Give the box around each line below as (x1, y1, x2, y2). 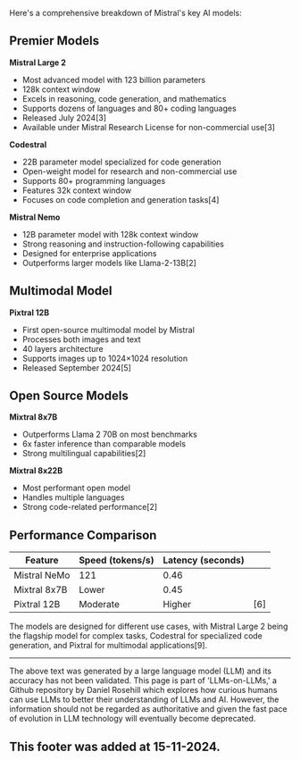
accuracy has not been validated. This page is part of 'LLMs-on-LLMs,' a (9, 675, 278, 686)
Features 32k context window (21, 185, 132, 196)
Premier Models (9, 33, 100, 48)
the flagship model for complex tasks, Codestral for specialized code (9, 631, 263, 641)
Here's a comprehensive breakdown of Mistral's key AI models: (9, 8, 243, 18)
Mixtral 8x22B (9, 465, 63, 476)
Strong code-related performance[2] (21, 502, 158, 513)
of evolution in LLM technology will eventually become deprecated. (9, 714, 256, 724)
